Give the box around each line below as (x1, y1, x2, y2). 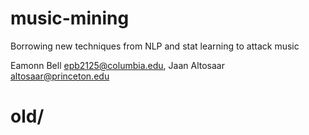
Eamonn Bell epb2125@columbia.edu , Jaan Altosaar (10, 59, 225, 71)
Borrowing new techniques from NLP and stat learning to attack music (10, 40, 300, 52)
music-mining (10, 7, 130, 30)
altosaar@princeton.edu (10, 70, 110, 82)
